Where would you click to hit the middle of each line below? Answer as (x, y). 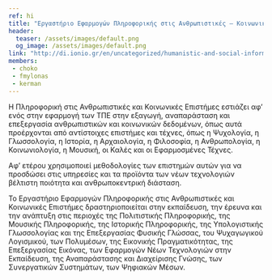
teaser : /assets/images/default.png (77, 38)
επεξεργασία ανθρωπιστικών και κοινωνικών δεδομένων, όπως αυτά (125, 124)
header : (21, 31)
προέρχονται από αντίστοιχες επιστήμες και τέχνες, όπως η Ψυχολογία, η (134, 132)
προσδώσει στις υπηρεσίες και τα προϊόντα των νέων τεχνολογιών (121, 174)
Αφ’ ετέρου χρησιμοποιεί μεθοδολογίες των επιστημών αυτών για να (125, 165)
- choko (25, 69)
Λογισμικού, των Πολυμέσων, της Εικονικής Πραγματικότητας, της (121, 241)
